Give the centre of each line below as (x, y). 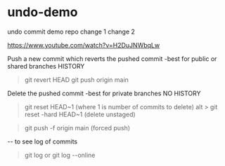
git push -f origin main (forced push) (77, 127)
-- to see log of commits (43, 141)
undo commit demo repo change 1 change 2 (71, 32)
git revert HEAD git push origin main (76, 79)
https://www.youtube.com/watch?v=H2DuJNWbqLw (84, 45)
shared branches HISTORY (46, 66)
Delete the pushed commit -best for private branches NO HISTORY (104, 93)
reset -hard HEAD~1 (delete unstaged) (80, 114)
